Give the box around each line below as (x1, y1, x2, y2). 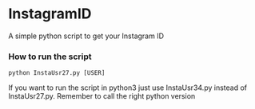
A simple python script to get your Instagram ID (8, 31, 165, 41)
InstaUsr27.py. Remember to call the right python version (8, 91, 196, 101)
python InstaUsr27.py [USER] (8, 69, 106, 77)
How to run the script (8, 51, 92, 62)
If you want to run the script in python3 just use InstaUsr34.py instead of (8, 83, 248, 92)
